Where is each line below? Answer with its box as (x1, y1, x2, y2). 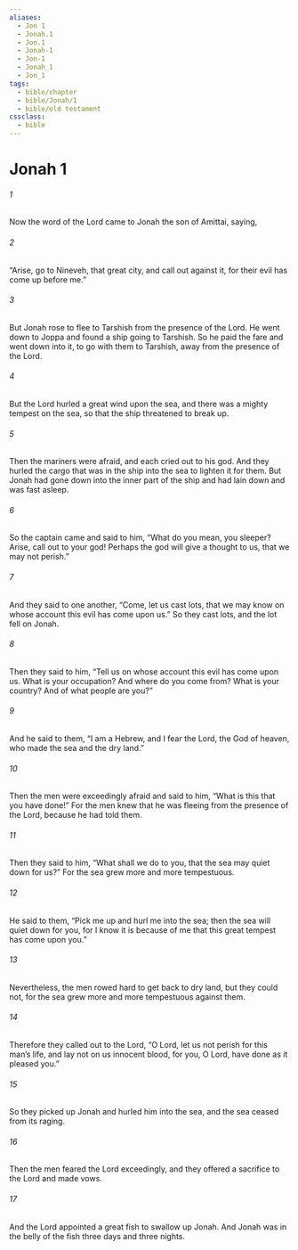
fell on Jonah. (9, 618, 60, 629)
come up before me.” (9, 274, 87, 285)
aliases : (9, 12, 42, 22)
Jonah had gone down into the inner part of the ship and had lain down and (9, 475, 286, 486)
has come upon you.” (9, 934, 87, 944)
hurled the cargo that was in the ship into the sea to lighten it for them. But (9, 465, 282, 477)
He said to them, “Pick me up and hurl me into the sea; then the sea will (9, 915, 271, 926)
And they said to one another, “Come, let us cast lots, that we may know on (9, 599, 285, 610)
